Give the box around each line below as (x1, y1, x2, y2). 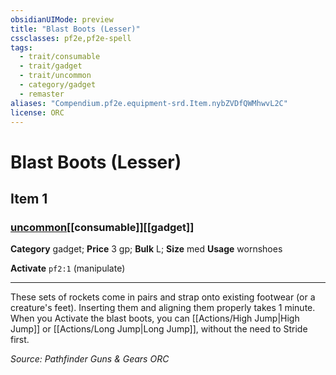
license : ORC (10, 107, 65, 118)
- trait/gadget (19, 61, 83, 71)
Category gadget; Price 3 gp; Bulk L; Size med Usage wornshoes (10, 243, 283, 255)
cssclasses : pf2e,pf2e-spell (10, 33, 132, 43)
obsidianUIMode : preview (10, 14, 114, 25)
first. (10, 334, 30, 346)
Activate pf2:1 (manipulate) (10, 262, 126, 275)
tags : (10, 42, 33, 53)
